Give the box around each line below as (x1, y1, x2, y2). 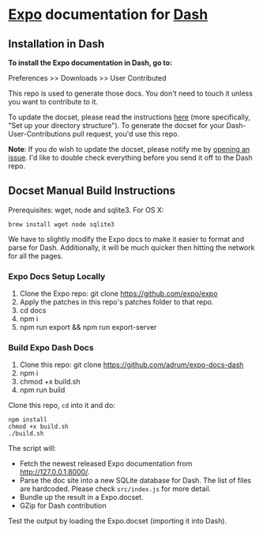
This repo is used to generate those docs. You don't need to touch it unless (8, 89, 253, 98)
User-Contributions (8, 129, 71, 138)
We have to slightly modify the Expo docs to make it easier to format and (8, 234, 245, 244)
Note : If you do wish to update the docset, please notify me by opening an (8, 145, 250, 153)
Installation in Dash (8, 37, 105, 51)
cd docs (19, 306, 47, 316)
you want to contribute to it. (8, 97, 99, 106)
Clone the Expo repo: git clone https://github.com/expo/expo (19, 289, 218, 298)
